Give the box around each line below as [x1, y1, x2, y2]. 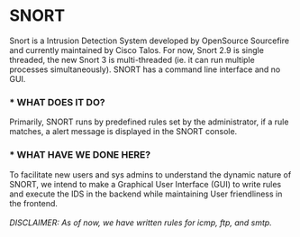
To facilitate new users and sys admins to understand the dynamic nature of [9, 169, 292, 180]
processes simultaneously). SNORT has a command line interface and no [9, 64, 281, 75]
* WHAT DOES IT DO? [9, 96, 105, 108]
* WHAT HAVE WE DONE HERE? [9, 149, 151, 161]
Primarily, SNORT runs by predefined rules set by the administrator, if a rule [9, 116, 289, 127]
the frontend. [9, 197, 59, 208]
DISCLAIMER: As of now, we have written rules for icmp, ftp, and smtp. [9, 217, 272, 228]
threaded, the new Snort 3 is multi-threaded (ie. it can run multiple [9, 54, 255, 65]
